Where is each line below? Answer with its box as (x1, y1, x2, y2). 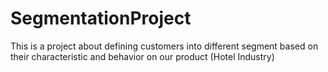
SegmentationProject (10, 7, 192, 30)
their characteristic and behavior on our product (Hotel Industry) (10, 50, 275, 62)
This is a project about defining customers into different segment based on (10, 40, 319, 52)
